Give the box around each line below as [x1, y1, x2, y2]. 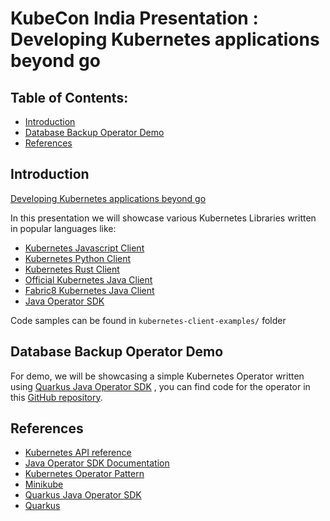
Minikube [24, 478, 64, 491]
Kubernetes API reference [24, 447, 132, 459]
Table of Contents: [10, 89, 129, 106]
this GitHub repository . [10, 391, 103, 403]
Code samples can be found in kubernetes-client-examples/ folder [10, 314, 287, 326]
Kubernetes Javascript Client [24, 242, 145, 254]
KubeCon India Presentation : [10, 7, 259, 30]
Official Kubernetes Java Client [24, 273, 153, 286]
